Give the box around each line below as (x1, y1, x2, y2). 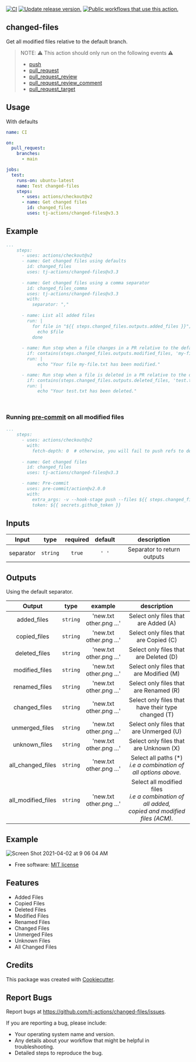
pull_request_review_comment (29, 79, 102, 86)
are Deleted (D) (135, 653, 178, 661)
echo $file (37, 329, 64, 335)
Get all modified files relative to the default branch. (6, 38, 128, 45)
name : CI (6, 129, 27, 135)
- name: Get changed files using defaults (21, 258, 127, 264)
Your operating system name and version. (14, 1031, 116, 1038)
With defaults (6, 118, 38, 125)
